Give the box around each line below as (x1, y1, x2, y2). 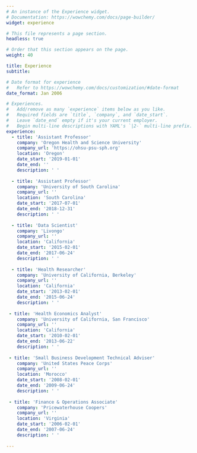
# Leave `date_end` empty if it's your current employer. (6, 118, 158, 123)
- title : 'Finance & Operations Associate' (8, 399, 118, 405)
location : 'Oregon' (17, 151, 65, 157)
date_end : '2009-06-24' (17, 382, 76, 388)
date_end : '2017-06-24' (17, 250, 76, 256)
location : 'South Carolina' (17, 195, 86, 201)
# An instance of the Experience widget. (6, 8, 110, 15)
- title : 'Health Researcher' (11, 267, 86, 273)
